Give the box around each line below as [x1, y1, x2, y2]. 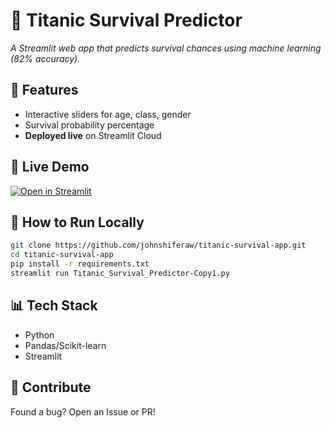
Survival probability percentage [24, 119, 155, 131]
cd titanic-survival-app [10, 250, 114, 260]
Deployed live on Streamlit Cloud [24, 129, 162, 141]
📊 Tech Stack [10, 297, 98, 314]
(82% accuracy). [10, 52, 81, 64]
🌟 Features [10, 82, 79, 99]
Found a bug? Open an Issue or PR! [10, 405, 156, 418]
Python [24, 329, 55, 341]
